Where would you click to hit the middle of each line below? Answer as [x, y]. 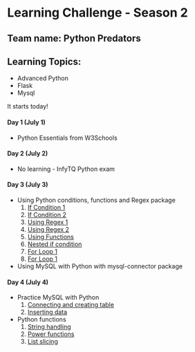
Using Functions [50, 237]
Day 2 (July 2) [28, 154]
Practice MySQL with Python [58, 297]
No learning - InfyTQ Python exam [66, 169]
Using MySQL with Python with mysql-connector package [100, 266]
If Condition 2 [47, 215]
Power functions [51, 334]
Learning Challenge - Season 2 [98, 13]
